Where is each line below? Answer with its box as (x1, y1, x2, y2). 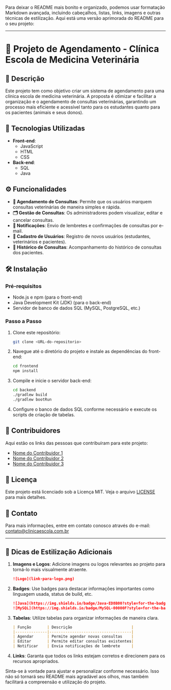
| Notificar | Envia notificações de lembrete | (12, 644, 134, 649)
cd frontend (12, 364, 38, 369)
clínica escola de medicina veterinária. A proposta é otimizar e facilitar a (5, 93, 156, 99)
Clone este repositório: (12, 329, 61, 335)
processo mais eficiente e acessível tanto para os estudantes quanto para (5, 104, 160, 110)
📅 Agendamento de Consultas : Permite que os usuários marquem (12, 198, 152, 204)
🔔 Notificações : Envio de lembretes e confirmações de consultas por (12, 222, 158, 228)
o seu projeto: (5, 20, 35, 26)
